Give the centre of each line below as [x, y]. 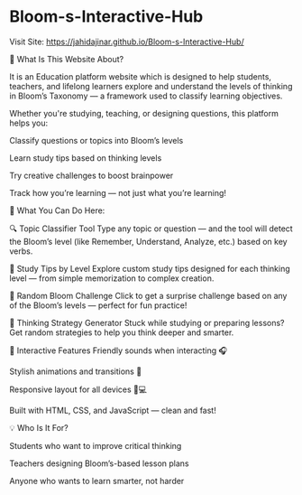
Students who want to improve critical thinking [96, 445]
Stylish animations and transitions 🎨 [76, 371]
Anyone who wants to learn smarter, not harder [97, 481]
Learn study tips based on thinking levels [86, 158]
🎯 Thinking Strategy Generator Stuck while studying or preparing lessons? [147, 322]
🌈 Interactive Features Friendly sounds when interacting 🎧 [119, 350]
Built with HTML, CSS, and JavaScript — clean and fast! [113, 410]
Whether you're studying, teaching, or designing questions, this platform [144, 113]
